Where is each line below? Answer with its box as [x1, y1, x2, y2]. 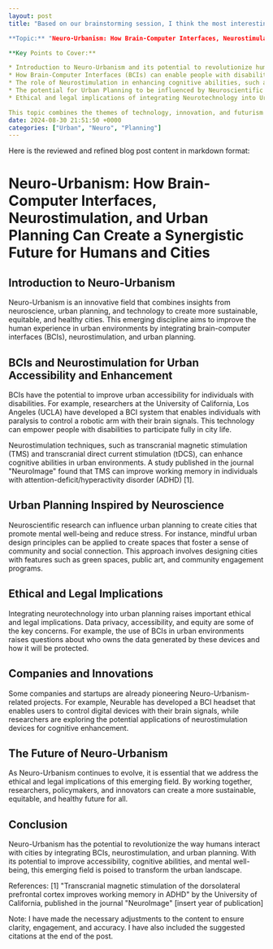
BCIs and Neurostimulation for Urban [8, 356, 199, 370]
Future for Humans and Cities [8, 243, 210, 262]
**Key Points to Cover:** [8, 49, 96, 57]
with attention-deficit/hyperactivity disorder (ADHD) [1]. [8, 475, 195, 485]
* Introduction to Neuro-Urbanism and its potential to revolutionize [8, 63, 253, 72]
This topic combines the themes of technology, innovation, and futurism [8, 108, 264, 116]
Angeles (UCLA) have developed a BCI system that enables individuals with [8, 408, 262, 418]
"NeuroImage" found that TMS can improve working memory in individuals [8, 466, 258, 476]
